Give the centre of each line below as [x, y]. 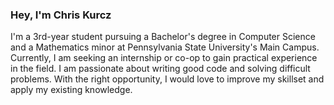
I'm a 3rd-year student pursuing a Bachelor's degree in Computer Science [163, 37]
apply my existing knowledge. [71, 90]
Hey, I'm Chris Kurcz [61, 15]
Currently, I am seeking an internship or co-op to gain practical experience [164, 58]
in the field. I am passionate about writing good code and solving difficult [160, 69]
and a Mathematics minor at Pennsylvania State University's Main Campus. [165, 47]
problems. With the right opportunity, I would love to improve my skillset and [167, 79]
